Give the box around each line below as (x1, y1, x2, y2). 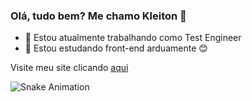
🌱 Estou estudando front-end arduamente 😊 (24, 42, 208, 54)
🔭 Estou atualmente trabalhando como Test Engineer (24, 32, 242, 44)
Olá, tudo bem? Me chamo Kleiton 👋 (10, 9, 187, 23)
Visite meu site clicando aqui (10, 62, 129, 74)
